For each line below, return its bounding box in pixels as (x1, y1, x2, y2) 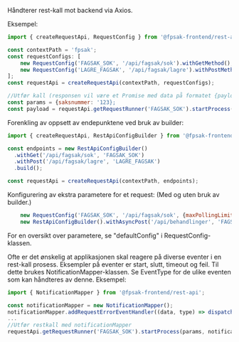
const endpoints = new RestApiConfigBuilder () (7, 145, 148, 152)
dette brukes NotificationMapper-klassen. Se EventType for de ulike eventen (7, 267, 231, 276)
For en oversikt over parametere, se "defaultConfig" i (7, 231, 163, 240)
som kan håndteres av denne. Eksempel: (7, 275, 127, 284)
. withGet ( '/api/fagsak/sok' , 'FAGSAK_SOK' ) (14, 151, 144, 159)
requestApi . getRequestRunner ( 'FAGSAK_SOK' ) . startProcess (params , (7, 328, 205, 336)
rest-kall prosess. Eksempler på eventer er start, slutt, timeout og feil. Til (7, 260, 219, 269)
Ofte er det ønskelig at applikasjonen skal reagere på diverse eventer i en (7, 252, 222, 261)
